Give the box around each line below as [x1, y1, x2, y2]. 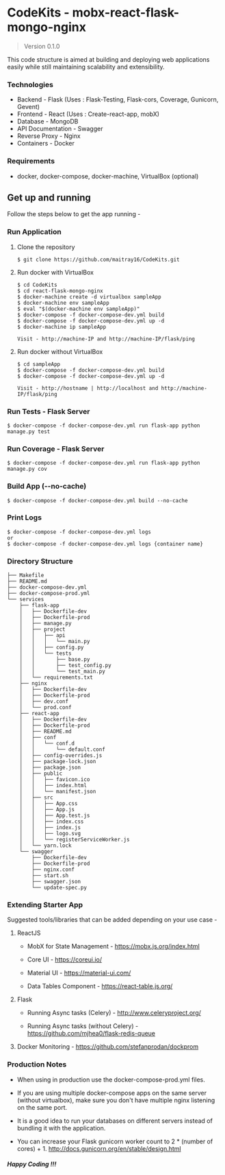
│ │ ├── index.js [19, 824, 81, 831]
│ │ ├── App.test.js [19, 812, 90, 819]
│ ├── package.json [19, 764, 81, 771]
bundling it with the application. [16, 1124, 106, 1132]
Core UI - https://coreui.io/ [27, 955, 103, 964]
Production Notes [7, 1060, 67, 1069]
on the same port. [16, 1103, 68, 1111]
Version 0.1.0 [23, 42, 60, 50]
